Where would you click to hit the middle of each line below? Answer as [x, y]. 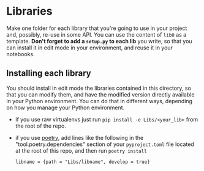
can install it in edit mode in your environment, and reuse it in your [90, 48]
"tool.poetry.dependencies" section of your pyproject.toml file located [104, 144]
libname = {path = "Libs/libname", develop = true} [82, 162]
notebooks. [21, 54]
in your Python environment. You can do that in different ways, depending [100, 101]
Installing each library [49, 74]
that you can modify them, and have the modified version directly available [100, 94]
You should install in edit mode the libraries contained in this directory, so [99, 88]
